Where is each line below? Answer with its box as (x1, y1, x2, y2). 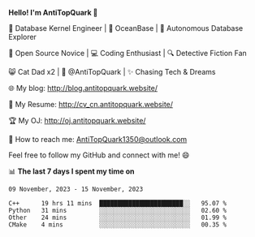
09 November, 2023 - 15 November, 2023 (8, 185, 144, 193)
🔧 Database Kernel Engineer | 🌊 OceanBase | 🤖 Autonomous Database (8, 24, 244, 32)
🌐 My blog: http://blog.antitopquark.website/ (8, 84, 158, 93)
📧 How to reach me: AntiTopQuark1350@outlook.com (8, 135, 188, 144)
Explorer (8, 32, 37, 41)
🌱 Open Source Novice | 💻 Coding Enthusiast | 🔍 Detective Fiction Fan (8, 49, 248, 58)
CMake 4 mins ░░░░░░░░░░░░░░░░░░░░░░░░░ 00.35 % (8, 221, 227, 229)
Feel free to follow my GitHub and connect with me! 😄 (8, 150, 190, 160)
